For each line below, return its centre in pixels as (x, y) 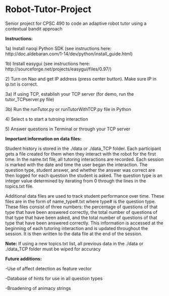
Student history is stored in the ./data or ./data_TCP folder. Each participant (83, 149)
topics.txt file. (19, 186)
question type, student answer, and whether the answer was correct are (80, 170)
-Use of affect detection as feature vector (48, 268)
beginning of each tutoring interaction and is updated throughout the (76, 228)
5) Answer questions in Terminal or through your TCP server (68, 129)
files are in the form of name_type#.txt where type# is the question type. (81, 201)
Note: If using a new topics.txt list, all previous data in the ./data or (74, 243)
